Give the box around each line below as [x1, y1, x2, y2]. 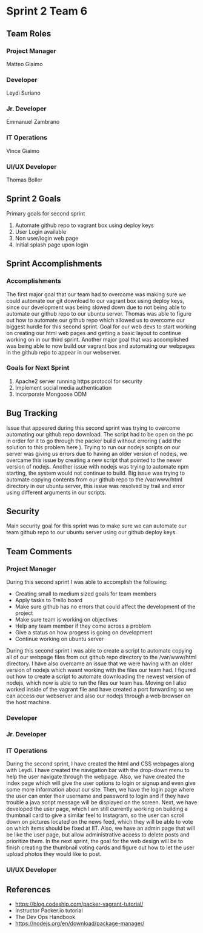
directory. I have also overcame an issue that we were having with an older [6, 660, 193, 667]
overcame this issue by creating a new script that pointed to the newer [6, 456, 182, 464]
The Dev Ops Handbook [15, 914, 76, 921]
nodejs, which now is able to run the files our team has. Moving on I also [6, 679, 187, 687]
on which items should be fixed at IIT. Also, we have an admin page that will [6, 824, 195, 832]
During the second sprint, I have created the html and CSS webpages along [6, 760, 195, 767]
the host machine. [6, 699, 52, 706]
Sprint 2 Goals [6, 194, 61, 204]
